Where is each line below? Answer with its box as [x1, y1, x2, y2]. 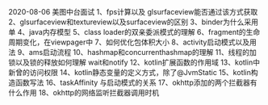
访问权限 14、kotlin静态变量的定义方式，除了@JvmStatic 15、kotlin [29, 68, 252, 77]
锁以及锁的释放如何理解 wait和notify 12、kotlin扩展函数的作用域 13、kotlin [8, 57, 253, 67]
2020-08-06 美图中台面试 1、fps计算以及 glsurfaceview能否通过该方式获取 [8, 7, 258, 16]
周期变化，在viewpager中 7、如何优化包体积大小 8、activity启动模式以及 [8, 37, 250, 47]
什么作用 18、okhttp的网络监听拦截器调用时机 [8, 88, 160, 97]
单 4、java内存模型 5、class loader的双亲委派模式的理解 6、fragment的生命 [8, 27, 261, 36]
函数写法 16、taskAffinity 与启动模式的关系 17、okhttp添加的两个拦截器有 [15, 78, 258, 87]
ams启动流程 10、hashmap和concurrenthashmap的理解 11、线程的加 [28, 48, 257, 57]
